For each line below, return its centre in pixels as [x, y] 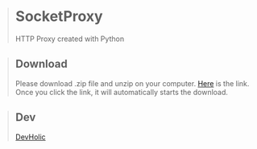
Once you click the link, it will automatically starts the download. [122, 92]
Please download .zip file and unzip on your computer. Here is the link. [132, 83]
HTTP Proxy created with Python [70, 39]
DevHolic [30, 137]
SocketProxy [59, 17]
